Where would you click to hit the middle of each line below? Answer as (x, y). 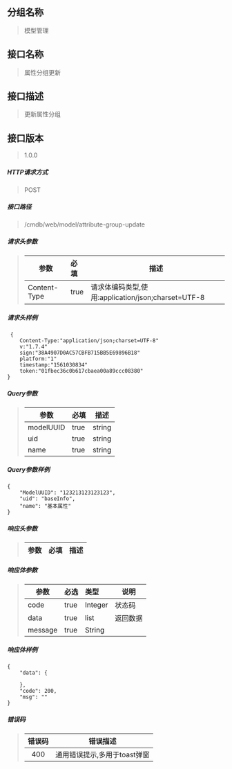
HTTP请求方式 (28, 172)
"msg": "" (34, 697)
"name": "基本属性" (45, 506)
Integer (97, 605)
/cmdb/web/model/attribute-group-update (85, 224)
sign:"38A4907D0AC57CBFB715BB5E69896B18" (80, 353)
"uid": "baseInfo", (48, 499)
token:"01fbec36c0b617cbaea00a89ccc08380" (81, 371)
